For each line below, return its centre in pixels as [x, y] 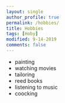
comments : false [26, 45]
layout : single [25, 12]
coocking [26, 93]
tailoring [25, 74]
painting [25, 62]
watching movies [35, 68]
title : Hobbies [25, 28]
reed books [29, 80]
